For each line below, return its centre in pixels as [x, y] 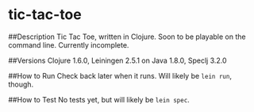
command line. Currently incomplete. [69, 44]
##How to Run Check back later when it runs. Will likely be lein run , [120, 75]
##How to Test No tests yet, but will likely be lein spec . [99, 99]
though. [21, 84]
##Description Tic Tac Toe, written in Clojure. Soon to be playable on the [127, 37]
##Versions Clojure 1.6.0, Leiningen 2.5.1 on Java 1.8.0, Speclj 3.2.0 [118, 60]
